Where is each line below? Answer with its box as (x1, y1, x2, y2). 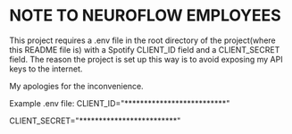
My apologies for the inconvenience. (9, 80, 145, 91)
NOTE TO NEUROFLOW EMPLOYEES (9, 5, 281, 26)
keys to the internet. (9, 63, 83, 74)
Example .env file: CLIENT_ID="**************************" (9, 97, 230, 108)
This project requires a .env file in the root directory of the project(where (9, 35, 277, 46)
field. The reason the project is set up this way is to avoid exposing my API (9, 54, 283, 64)
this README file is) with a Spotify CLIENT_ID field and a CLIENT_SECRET (9, 44, 280, 54)
